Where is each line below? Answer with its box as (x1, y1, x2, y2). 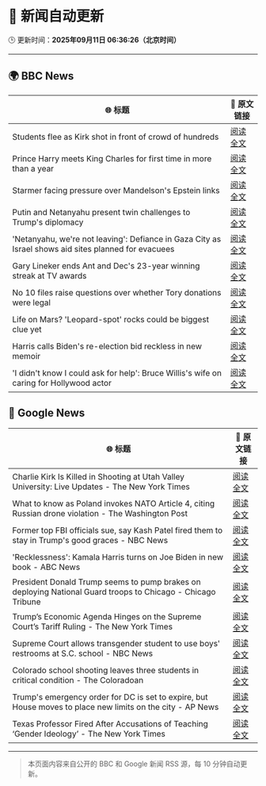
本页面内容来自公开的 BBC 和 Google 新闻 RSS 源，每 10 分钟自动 (27, 759, 241, 769)
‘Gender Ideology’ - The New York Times (12, 728, 166, 739)
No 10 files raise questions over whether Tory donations (12, 287, 222, 298)
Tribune (12, 596, 41, 607)
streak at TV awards (12, 270, 87, 281)
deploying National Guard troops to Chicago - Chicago (12, 586, 216, 597)
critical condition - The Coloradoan (12, 674, 144, 685)
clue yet (12, 323, 42, 334)
